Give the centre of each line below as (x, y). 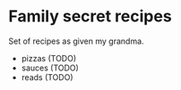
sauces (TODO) (50, 68)
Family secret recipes (90, 16)
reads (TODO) (47, 77)
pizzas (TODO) (49, 58)
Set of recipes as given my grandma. (76, 41)
